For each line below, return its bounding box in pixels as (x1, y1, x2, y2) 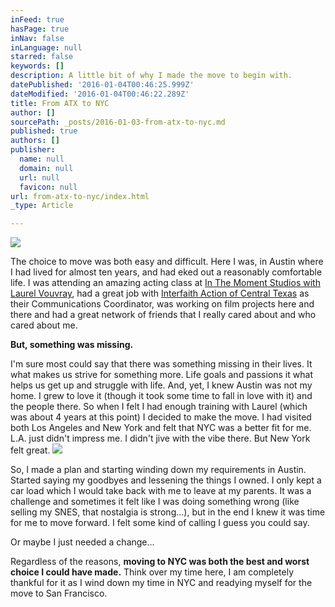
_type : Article (10, 201, 74, 211)
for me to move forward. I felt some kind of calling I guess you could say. (10, 517, 310, 529)
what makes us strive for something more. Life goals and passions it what (10, 369, 313, 381)
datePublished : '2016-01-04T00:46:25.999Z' (10, 80, 195, 90)
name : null (19, 154, 65, 164)
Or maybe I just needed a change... (10, 536, 155, 548)
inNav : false (10, 33, 65, 43)
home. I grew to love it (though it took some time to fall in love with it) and (10, 390, 313, 402)
